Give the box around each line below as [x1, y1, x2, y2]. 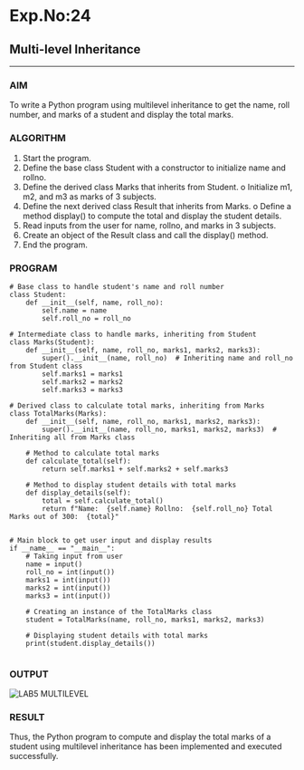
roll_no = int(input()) [25, 567, 116, 576]
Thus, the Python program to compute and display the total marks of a [9, 731, 271, 743]
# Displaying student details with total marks [25, 630, 208, 640]
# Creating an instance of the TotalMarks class [25, 607, 213, 616]
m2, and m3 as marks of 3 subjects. [22, 191, 157, 202]
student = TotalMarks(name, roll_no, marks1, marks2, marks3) [25, 615, 265, 624]
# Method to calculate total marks [25, 448, 160, 457]
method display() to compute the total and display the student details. [22, 210, 282, 221]
